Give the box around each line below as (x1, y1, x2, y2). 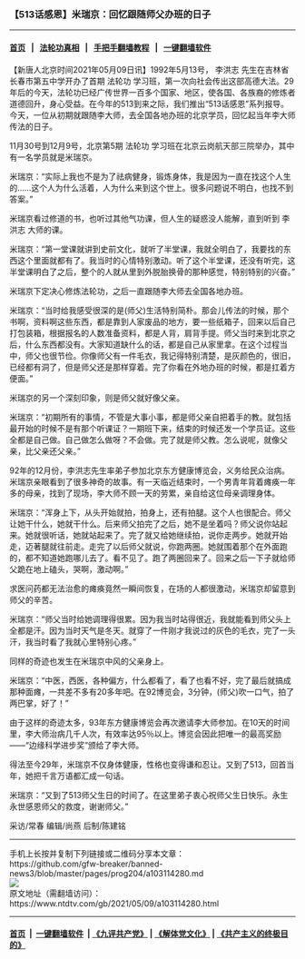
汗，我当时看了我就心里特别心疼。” (9, 636, 137, 647)
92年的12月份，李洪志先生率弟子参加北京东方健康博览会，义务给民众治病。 (9, 465, 290, 476)
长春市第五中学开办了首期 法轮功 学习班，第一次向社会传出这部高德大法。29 (9, 75, 295, 86)
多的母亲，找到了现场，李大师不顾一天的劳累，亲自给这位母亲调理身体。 (9, 488, 280, 499)
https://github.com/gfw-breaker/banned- (9, 858, 163, 869)
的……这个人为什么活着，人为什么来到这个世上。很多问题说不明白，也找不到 (9, 182, 294, 193)
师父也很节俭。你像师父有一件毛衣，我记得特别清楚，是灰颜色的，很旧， (25, 350, 296, 361)
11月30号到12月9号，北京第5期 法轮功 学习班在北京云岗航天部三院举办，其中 (9, 140, 295, 151)
